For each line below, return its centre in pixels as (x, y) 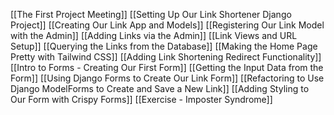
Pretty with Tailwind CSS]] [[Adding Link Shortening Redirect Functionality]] (166, 57)
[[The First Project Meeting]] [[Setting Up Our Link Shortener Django (151, 14)
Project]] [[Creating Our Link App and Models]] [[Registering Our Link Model (167, 25)
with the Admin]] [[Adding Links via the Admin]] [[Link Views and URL (154, 35)
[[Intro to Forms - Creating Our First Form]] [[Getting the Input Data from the (167, 67)
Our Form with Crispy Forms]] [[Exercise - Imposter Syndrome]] (141, 99)
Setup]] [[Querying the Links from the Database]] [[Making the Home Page (164, 46)
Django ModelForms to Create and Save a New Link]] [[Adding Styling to (160, 88)
